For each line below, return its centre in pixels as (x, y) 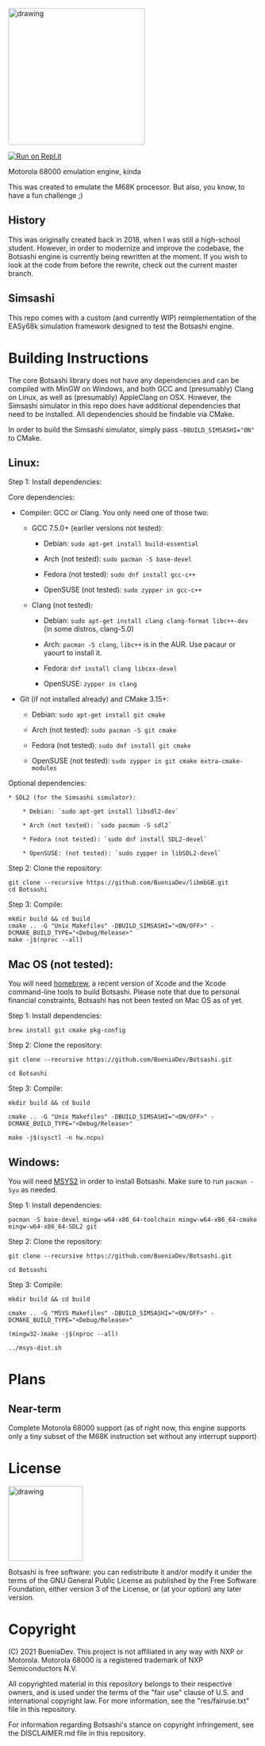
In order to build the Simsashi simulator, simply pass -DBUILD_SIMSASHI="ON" (132, 430)
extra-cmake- (222, 762)
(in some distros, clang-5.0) (89, 629)
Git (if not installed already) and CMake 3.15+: (94, 699)
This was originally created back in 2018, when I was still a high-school (124, 239)
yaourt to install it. (73, 653)
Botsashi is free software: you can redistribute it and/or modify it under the (130, 1572)
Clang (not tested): (62, 605)
